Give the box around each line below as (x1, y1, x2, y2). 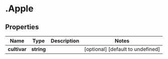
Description (51, 38, 79, 44)
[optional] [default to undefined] (84, 46, 160, 53)
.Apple (5, 3, 34, 14)
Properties (5, 23, 39, 31)
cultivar (8, 46, 27, 53)
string (31, 46, 46, 53)
